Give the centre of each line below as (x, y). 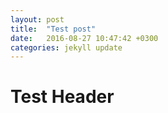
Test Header (62, 97)
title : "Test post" (53, 29)
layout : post (37, 19)
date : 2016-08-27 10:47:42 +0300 (84, 38)
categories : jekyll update (66, 47)
